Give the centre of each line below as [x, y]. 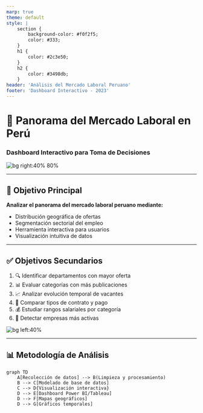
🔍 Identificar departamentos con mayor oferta [73, 276]
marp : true [20, 12]
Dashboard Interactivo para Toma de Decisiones [78, 152]
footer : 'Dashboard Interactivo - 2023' [58, 91]
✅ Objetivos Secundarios [54, 261]
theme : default [25, 18]
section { [30, 29]
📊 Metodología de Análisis [58, 355]
